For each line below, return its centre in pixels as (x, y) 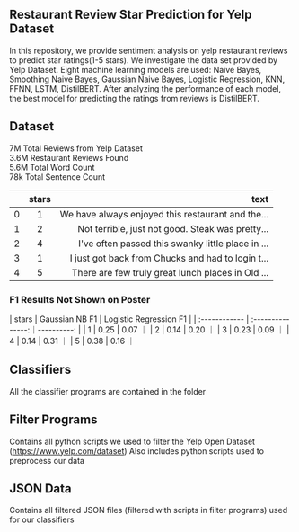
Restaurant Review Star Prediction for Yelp (131, 15)
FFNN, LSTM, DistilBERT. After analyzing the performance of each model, (145, 88)
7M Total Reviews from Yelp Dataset (76, 148)
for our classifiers (42, 519)
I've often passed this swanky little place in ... (173, 244)
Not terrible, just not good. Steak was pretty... (173, 228)
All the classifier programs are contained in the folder (108, 391)
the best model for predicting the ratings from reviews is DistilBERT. (135, 98)
